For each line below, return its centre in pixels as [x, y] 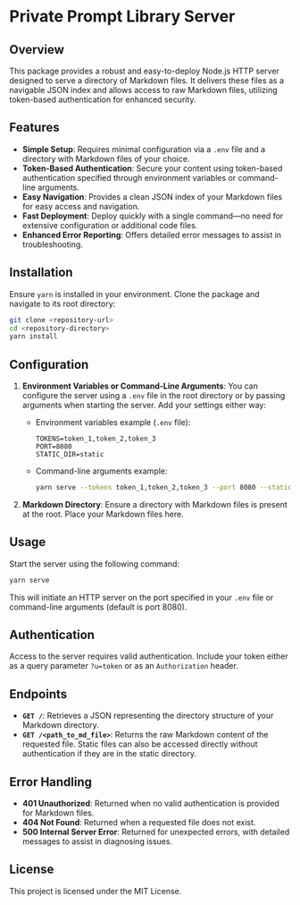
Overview [37, 50]
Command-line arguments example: [101, 471]
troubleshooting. [52, 244]
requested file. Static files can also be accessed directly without [140, 744]
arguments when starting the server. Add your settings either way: [144, 406]
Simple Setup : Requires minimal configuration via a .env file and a [144, 149]
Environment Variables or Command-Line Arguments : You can [140, 386]
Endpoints [38, 694]
